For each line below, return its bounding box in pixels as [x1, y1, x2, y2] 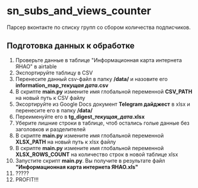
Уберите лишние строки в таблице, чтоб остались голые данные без [15, 119, 190, 127]
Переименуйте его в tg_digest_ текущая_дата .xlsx [15, 113, 145, 120]
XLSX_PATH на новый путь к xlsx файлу [15, 138, 116, 145]
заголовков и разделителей [15, 125, 86, 132]
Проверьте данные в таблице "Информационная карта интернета [15, 56, 183, 63]
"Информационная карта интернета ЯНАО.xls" [15, 163, 139, 170]
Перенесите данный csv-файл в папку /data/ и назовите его [15, 75, 168, 82]
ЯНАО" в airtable [15, 63, 57, 70]
